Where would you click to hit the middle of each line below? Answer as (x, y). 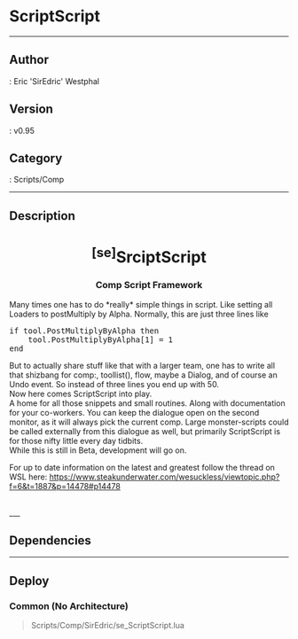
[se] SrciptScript (149, 256)
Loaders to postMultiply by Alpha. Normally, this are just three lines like (139, 314)
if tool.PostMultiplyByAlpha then (84, 331)
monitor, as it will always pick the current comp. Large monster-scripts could (149, 422)
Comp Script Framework (149, 285)
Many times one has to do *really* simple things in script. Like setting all (141, 304)
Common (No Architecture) (69, 606)
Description (42, 216)
